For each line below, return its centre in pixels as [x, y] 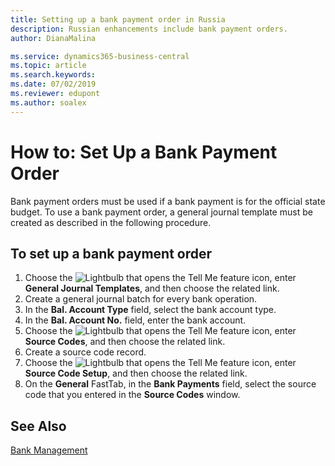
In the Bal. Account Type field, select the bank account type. [150, 310]
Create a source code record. [85, 352]
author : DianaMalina [53, 38]
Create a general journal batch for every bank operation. [141, 299]
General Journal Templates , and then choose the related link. [152, 288]
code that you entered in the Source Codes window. [132, 395]
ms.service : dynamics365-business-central [100, 56]
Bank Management [49, 450]
